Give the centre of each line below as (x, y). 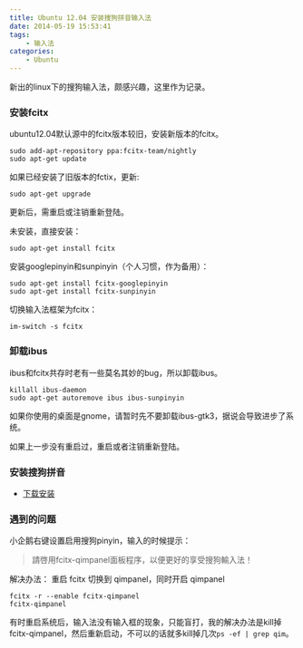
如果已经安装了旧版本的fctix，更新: (74, 177)
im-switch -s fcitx (46, 327)
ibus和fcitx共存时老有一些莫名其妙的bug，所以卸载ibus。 (116, 372)
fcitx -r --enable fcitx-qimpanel (75, 596)
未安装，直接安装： (45, 231)
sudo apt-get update (49, 160)
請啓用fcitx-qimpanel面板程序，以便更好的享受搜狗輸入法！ (142, 560)
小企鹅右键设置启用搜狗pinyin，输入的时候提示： (100, 541)
